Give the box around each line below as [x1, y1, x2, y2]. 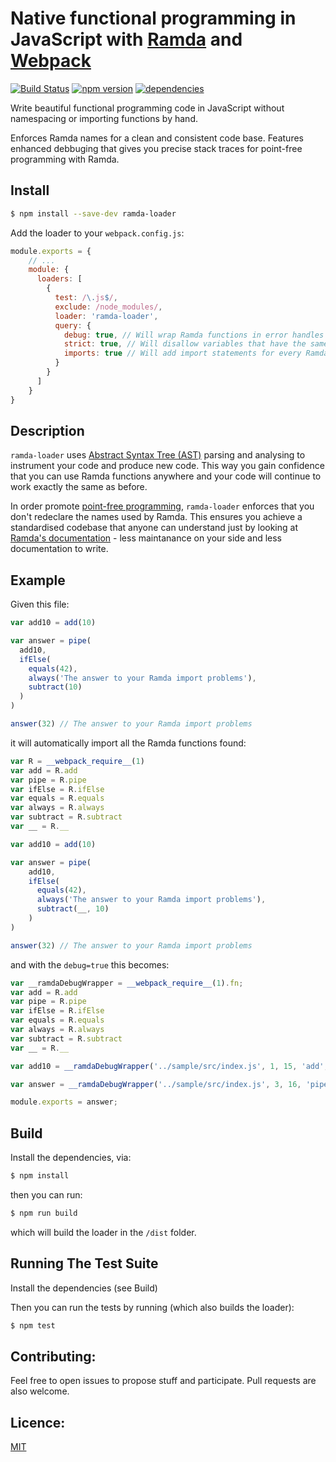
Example [10, 572, 66, 589]
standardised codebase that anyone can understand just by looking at [10, 522, 298, 534]
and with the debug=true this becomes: [10, 958, 170, 971]
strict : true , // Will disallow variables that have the [63, 339, 307, 349]
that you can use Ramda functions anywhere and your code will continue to [10, 470, 322, 482]
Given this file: [10, 598, 70, 611]
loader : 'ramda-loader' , [54, 311, 159, 321]
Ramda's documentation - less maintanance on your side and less [10, 532, 283, 544]
